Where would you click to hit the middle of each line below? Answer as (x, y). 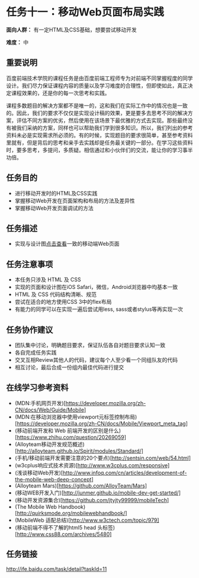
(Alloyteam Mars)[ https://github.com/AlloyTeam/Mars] (81, 486)
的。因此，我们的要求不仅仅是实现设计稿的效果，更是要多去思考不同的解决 (97, 113)
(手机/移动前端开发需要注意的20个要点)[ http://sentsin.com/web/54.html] (103, 458)
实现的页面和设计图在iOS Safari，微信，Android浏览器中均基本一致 (96, 287)
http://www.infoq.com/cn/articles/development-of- (125, 473)
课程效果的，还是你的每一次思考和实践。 (60, 93)
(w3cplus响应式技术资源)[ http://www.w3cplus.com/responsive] (92, 465)
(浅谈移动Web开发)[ (39, 473)
